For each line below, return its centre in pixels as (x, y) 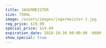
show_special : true (26, 38)
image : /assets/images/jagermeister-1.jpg (51, 19)
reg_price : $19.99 (25, 24)
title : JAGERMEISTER (27, 10)
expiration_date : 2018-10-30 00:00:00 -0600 (53, 33)
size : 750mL (18, 14)
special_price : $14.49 (29, 28)
